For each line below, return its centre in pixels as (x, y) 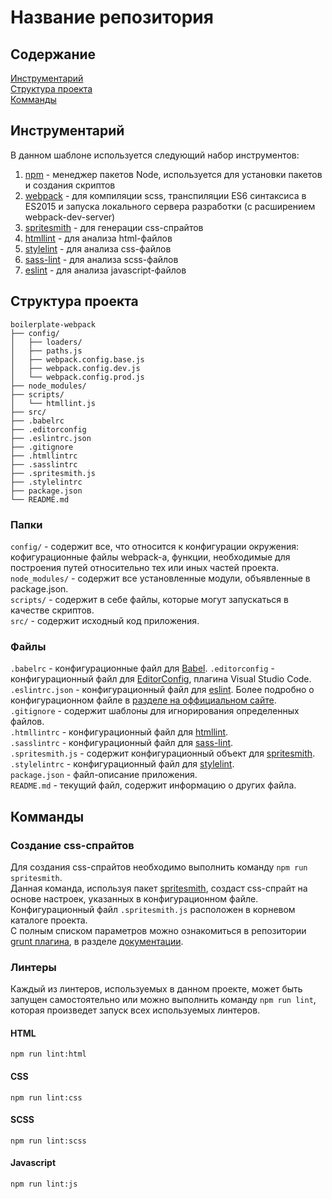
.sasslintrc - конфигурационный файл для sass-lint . (122, 743)
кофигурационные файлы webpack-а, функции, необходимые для (150, 557)
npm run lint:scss (48, 1141)
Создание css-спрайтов (72, 845)
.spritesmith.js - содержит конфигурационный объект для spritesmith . (163, 753)
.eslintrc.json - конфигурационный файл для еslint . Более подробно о (162, 690)
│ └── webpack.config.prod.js (77, 377)
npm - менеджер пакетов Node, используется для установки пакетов (173, 174)
